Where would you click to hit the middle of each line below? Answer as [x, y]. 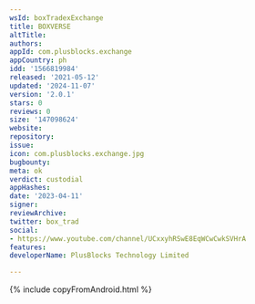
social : [24, 230]
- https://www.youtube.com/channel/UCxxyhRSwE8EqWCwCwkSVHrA [128, 238]
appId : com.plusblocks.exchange [71, 52]
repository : [32, 137]
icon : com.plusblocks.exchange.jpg [77, 153]
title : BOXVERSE [40, 26]
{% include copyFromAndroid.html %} [81, 289]
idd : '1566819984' [44, 69]
